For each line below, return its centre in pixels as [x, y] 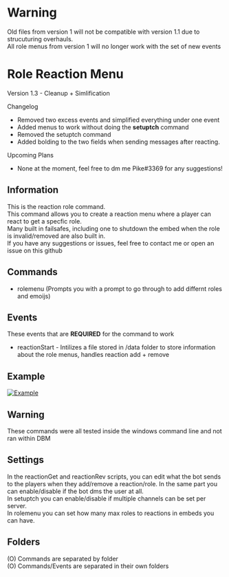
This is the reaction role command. [56, 206]
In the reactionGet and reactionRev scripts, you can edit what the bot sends [114, 477]
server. [17, 505]
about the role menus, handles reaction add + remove [93, 355]
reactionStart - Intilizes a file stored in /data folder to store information [116, 347]
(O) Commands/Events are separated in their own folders [88, 566]
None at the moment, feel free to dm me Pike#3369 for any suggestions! [120, 168]
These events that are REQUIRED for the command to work [90, 334]
